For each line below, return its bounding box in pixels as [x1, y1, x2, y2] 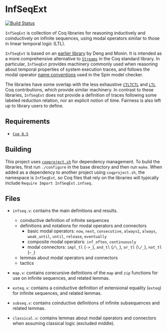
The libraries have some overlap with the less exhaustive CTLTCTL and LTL [5, 81, 156, 87]
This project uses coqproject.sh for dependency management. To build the [5, 158, 160, 164]
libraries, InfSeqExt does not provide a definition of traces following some [5, 92, 157, 98]
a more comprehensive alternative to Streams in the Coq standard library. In [5, 55, 160, 61]
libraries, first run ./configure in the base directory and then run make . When [5, 164, 162, 170]
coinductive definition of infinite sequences [19, 217, 109, 224]
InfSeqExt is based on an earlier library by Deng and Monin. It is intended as [5, 50, 162, 56]
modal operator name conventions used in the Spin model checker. [5, 71, 143, 77]
